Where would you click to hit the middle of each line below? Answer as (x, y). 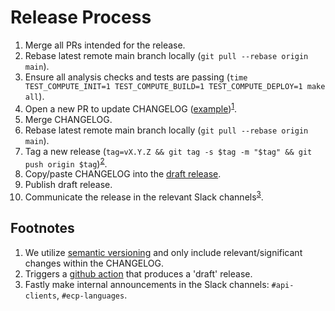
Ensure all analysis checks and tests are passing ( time (136, 77)
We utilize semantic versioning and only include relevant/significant (163, 252)
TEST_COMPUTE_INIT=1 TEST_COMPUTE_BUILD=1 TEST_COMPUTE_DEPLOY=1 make (175, 86)
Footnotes (42, 228)
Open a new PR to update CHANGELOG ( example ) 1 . (131, 108)
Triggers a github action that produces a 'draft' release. (138, 273)
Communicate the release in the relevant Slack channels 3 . (144, 196)
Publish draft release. (68, 185)
